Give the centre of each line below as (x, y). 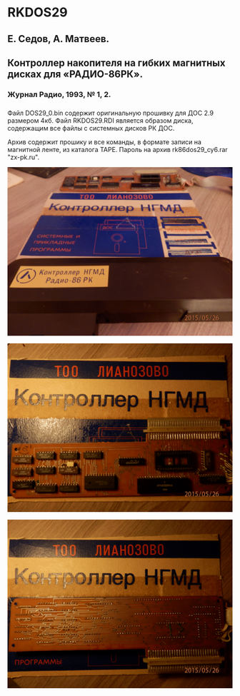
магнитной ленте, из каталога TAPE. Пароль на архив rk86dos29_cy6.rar (118, 149)
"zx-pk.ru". (24, 157)
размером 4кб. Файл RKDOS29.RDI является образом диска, (100, 120)
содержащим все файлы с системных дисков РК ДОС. (91, 128)
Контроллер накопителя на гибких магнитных (116, 62)
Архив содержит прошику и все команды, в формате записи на (105, 142)
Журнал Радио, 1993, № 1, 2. (59, 94)
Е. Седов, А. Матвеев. (58, 39)
